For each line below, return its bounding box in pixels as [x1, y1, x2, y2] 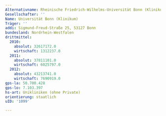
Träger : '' [5, 21, 28, 26]
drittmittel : [5, 35, 32, 40]
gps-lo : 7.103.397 [5, 85, 43, 90]
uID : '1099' [5, 99, 30, 104]
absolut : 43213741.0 [14, 72, 56, 77]
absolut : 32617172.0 [14, 44, 56, 49]
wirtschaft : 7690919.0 [14, 76, 61, 81]
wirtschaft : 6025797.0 [14, 62, 61, 67]
